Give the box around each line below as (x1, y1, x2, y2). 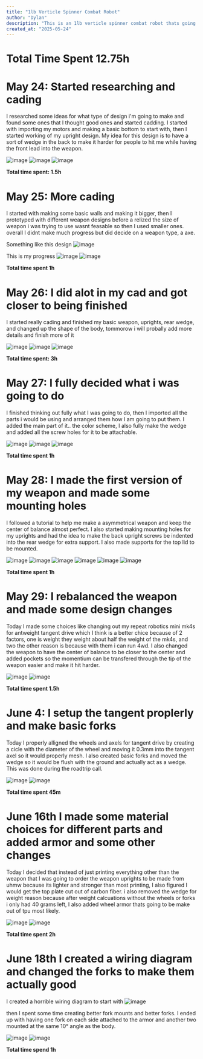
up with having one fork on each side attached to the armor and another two (6, 1016, 196, 1023)
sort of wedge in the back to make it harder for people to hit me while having (6, 138, 197, 146)
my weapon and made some (6, 486, 150, 500)
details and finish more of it (6, 331, 74, 339)
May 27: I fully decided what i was (6, 376, 179, 390)
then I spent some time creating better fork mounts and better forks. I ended (6, 1009, 196, 1017)
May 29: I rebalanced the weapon (6, 590, 177, 604)
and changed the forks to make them (6, 965, 195, 979)
